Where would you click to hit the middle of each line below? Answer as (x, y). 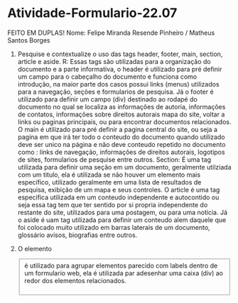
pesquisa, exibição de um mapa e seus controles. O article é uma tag (119, 189)
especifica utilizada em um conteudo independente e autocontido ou (118, 197)
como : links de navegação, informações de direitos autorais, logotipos (121, 152)
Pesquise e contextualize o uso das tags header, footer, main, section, (120, 54)
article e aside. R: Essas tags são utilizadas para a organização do (114, 61)
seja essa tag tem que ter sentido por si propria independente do (113, 204)
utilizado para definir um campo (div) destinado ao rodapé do (107, 99)
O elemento (34, 248)
